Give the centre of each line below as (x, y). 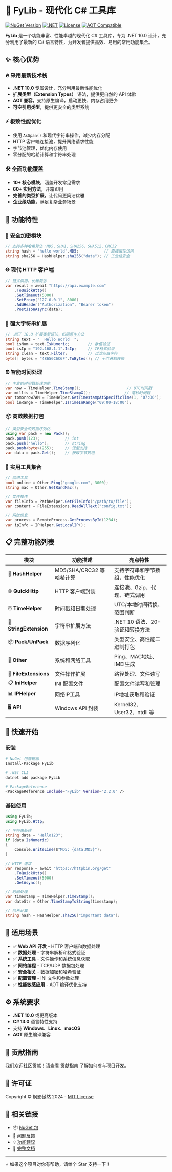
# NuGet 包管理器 (22, 759)
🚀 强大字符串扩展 (26, 323)
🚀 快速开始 (22, 732)
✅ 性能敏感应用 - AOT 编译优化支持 (50, 985)
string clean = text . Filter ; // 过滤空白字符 (61, 353)
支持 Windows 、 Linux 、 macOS (47, 1028)
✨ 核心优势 (23, 60)
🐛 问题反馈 (24, 1136)
